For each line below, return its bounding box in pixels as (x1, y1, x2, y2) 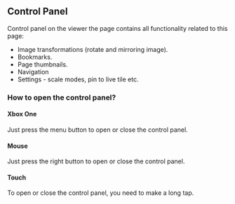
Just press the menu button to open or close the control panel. (7, 125, 188, 134)
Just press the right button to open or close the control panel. (7, 157, 185, 165)
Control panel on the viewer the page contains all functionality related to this (7, 24, 228, 32)
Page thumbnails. (17, 60, 68, 69)
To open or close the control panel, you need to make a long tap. (7, 189, 194, 197)
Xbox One (7, 110, 37, 118)
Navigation (17, 67, 49, 76)
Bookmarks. (17, 53, 53, 61)
